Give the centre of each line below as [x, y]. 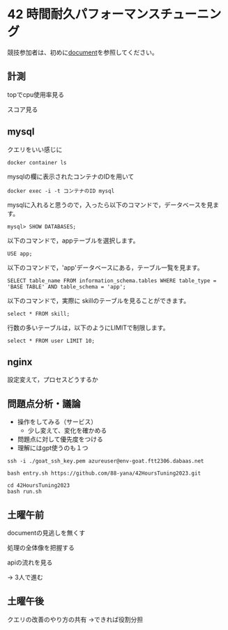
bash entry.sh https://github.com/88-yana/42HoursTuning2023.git [104, 474]
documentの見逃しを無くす [46, 533]
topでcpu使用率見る [36, 94]
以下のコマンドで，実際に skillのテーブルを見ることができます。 [99, 300]
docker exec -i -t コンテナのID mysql [61, 191]
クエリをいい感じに [35, 149]
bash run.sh [24, 492]
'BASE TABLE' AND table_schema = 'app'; [67, 286]
